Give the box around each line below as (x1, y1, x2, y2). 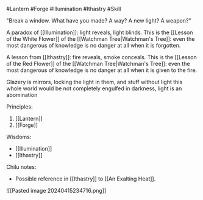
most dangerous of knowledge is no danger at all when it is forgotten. (6, 42, 181, 49)
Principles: (6, 103, 33, 110)
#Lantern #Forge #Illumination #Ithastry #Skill (6, 5, 121, 12)
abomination (6, 91, 38, 98)
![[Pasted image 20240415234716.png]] (6, 187, 107, 194)
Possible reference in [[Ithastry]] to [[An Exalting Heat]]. (15, 175, 156, 182)
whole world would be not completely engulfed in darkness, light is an (6, 85, 182, 92)
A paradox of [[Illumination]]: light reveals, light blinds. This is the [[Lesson (6, 29, 193, 36)
